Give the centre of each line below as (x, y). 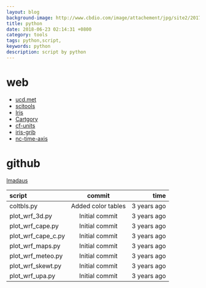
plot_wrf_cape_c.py (37, 236)
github (24, 163)
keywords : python (29, 47)
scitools (25, 106)
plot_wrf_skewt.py (36, 266)
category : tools (27, 35)
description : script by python (46, 52)
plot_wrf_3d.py (31, 216)
